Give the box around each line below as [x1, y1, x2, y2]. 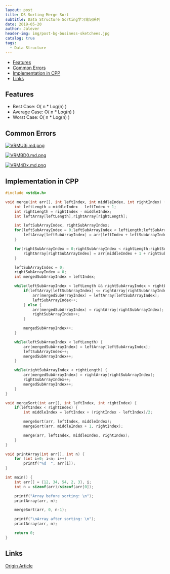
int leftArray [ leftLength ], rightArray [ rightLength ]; [14, 214, 128, 219]
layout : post [5, 7, 33, 13]
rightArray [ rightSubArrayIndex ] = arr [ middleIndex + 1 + [23, 251, 146, 256]
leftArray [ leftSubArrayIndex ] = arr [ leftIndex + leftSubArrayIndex [23, 232, 168, 238]
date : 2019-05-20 [5, 21, 42, 27]
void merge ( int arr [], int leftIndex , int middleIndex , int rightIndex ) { [5, 199, 166, 205]
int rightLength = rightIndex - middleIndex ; [14, 209, 112, 214]
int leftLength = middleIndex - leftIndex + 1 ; [14, 204, 116, 209]
